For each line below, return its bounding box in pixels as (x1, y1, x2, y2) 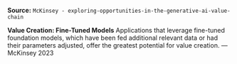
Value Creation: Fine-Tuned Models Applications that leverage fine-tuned (7, 26, 226, 34)
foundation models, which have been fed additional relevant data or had (7, 33, 218, 42)
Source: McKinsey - (7, 6, 65, 14)
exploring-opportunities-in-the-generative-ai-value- (67, 7, 231, 14)
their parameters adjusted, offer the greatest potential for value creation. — (7, 41, 228, 49)
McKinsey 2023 (7, 49, 54, 57)
